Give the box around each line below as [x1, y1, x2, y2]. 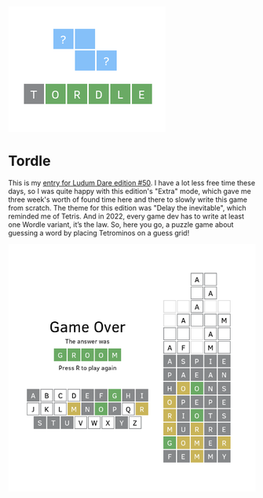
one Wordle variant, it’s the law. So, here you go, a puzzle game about [8, 219, 234, 229]
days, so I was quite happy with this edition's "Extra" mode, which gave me [8, 186, 251, 196]
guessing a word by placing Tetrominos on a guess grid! [8, 228, 190, 237]
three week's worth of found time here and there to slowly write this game [8, 195, 247, 204]
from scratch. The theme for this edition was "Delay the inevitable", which [8, 203, 247, 212]
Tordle [8, 152, 51, 170]
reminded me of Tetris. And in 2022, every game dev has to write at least [8, 211, 245, 221]
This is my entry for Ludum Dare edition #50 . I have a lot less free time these [8, 178, 256, 187]
